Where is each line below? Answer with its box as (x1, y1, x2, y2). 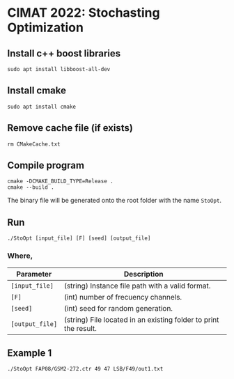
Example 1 (7, 347, 52, 359)
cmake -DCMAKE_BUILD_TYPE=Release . (7, 178, 114, 185)
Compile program (7, 160, 85, 171)
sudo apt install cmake (7, 103, 77, 110)
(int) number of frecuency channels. (63, 292, 182, 302)
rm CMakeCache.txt (7, 141, 61, 148)
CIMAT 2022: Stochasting (7, 5, 160, 21)
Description (123, 269, 164, 279)
